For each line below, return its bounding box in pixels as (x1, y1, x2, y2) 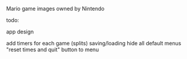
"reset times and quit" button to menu (6, 46, 99, 53)
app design (6, 28, 34, 35)
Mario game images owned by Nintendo (6, 5, 105, 12)
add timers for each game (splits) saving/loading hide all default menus (6, 40, 182, 46)
